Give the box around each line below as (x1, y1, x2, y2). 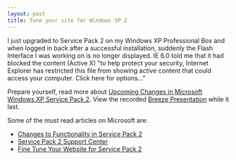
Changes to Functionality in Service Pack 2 (17, 130, 143, 138)
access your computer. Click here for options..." (7, 73, 146, 82)
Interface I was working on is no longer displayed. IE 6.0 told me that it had (7, 51, 224, 60)
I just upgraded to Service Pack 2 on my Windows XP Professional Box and (7, 36, 225, 44)
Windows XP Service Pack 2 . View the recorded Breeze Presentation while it (7, 94, 230, 103)
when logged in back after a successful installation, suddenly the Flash (7, 44, 213, 52)
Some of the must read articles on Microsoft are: (7, 116, 148, 124)
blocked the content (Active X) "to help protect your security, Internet (7, 59, 209, 67)
